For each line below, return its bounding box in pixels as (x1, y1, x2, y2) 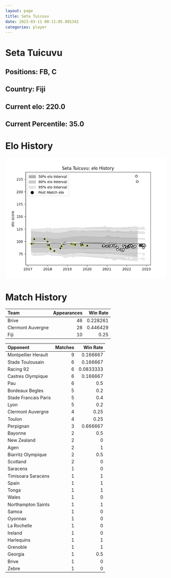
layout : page (5, 8, 33, 13)
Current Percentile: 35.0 (5, 120, 84, 128)
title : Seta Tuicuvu (5, 13, 50, 19)
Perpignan (7, 423, 30, 429)
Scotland (7, 459, 27, 465)
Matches (55, 345, 75, 351)
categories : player (5, 25, 47, 30)
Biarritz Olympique (7, 451, 47, 458)
